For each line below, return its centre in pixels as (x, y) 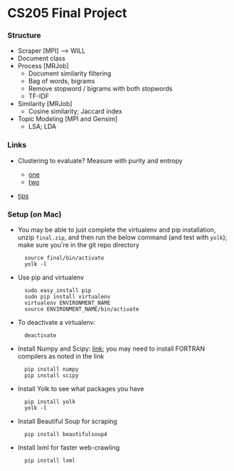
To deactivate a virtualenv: (57, 323)
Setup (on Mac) (34, 214)
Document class (41, 58)
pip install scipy (52, 376)
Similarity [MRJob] (45, 104)
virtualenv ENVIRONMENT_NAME (68, 303)
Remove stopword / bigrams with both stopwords (100, 89)
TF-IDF (39, 96)
